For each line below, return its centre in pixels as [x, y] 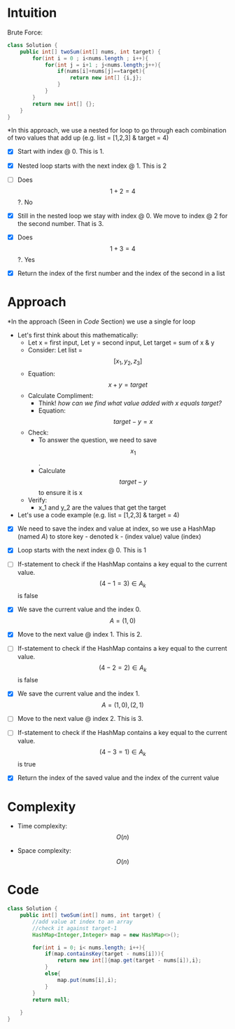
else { [52, 974]
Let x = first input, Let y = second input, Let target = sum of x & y [121, 343]
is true [27, 764]
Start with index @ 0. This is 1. [60, 152]
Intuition [32, 13]
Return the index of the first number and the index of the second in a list [121, 273]
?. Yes [26, 259]
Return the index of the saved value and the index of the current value [118, 778]
